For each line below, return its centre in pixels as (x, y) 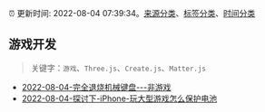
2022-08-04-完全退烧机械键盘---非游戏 (96, 87)
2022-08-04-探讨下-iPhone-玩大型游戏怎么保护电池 (119, 98)
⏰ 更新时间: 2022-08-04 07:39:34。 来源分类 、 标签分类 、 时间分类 (132, 13)
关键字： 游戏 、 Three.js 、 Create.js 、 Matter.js (118, 68)
